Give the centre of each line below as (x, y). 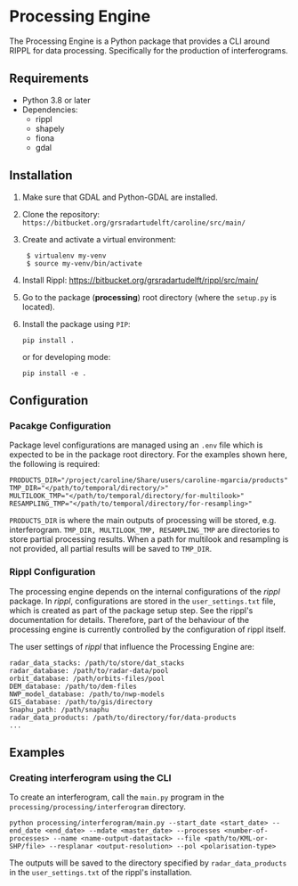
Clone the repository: (61, 214)
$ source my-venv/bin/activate (84, 263)
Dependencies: (50, 110)
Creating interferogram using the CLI (90, 777)
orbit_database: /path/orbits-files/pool (87, 678)
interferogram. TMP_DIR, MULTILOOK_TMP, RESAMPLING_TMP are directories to (145, 530)
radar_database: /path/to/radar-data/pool (89, 670)
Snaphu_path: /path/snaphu (59, 710)
